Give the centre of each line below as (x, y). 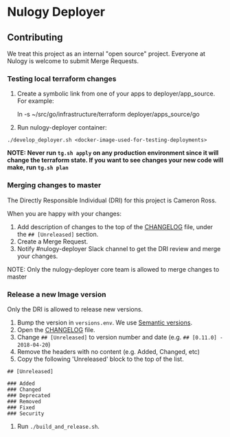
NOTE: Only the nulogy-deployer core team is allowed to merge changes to (113, 269)
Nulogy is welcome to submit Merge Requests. (73, 61)
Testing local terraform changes (62, 78)
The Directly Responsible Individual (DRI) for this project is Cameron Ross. (112, 200)
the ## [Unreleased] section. (58, 234)
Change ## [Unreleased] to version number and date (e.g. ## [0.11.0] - (120, 337)
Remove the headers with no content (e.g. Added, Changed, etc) (108, 351)
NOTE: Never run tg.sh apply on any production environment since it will (113, 153)
